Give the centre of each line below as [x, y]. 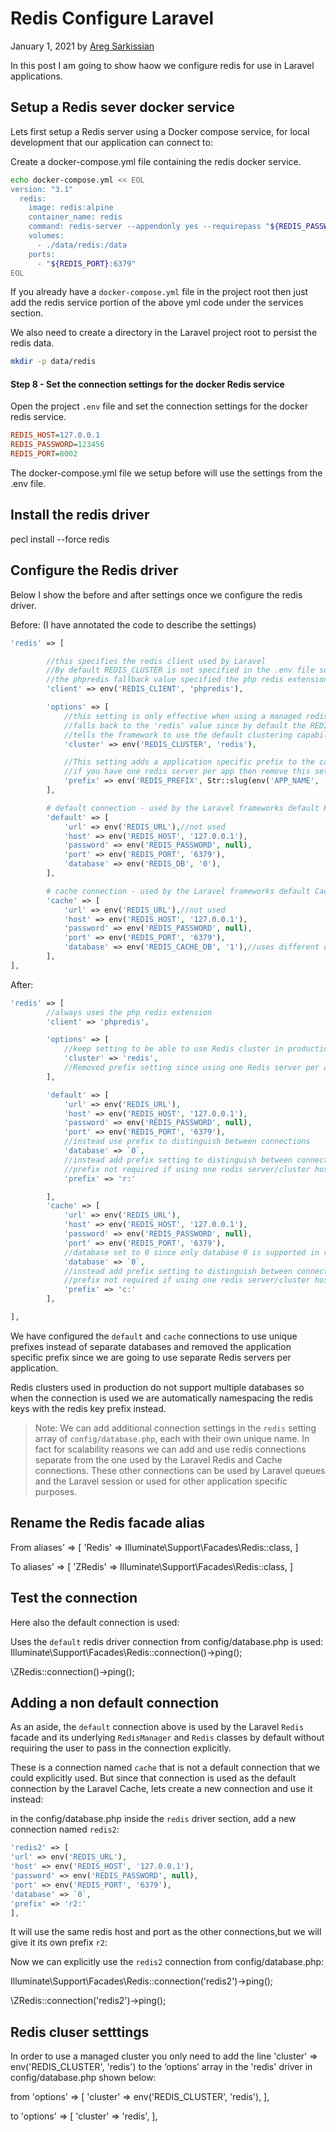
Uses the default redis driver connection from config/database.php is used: [167, 1641]
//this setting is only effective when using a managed [182, 716]
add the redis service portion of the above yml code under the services [157, 303]
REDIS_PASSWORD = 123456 [57, 445]
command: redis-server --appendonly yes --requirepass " [149, 227]
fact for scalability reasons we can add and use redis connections [170, 1449]
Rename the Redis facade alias [108, 1523]
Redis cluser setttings [80, 2032]
